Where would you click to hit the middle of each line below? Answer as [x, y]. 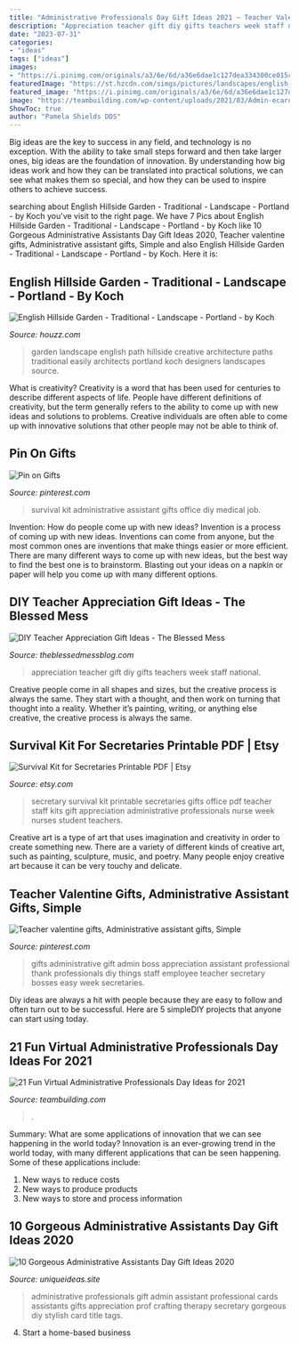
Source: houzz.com [45, 334]
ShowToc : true [36, 109]
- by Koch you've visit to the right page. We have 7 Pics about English [137, 216]
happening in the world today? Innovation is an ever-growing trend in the [142, 1143]
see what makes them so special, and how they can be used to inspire [138, 180]
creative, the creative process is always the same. [101, 717]
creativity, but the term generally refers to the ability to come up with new [144, 407]
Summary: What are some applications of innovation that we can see [135, 1134]
